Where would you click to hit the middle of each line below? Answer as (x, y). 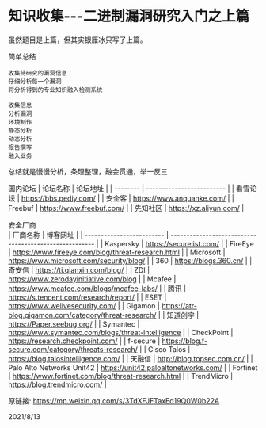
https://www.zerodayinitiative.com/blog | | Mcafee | (92, 279)
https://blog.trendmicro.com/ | (57, 384)
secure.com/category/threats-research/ (73, 349)
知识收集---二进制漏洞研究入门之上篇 (129, 16)
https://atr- (180, 305)
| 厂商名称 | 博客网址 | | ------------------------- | (88, 235)
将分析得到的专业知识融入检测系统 (55, 90)
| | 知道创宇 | (179, 315)
